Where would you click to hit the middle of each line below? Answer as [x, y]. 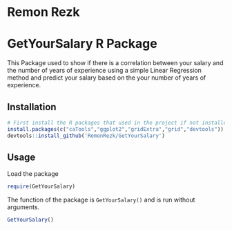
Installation [32, 107]
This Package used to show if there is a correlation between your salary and [115, 63]
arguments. [23, 207]
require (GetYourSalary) [41, 187]
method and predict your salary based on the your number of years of [107, 78]
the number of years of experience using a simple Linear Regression [104, 71]
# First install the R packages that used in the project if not [103, 123]
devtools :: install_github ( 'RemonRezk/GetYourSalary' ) [86, 136]
